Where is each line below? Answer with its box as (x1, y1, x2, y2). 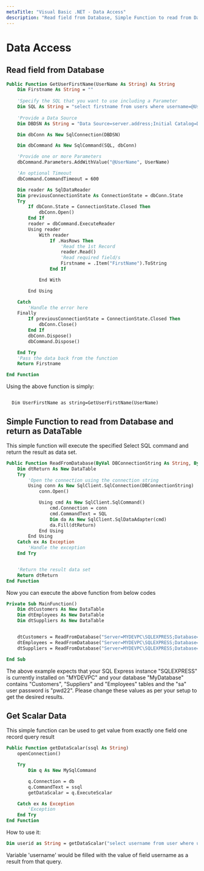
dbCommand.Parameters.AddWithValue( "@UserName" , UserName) (17, 159, 170, 165)
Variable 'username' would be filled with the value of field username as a (6, 851, 189, 858)
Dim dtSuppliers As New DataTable (17, 618, 104, 624)
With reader (38, 232, 69, 238)
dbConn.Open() (38, 209, 75, 216)
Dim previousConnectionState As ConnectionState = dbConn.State (17, 192, 183, 198)
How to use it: (6, 828, 41, 836)
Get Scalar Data (6, 710, 67, 721)
